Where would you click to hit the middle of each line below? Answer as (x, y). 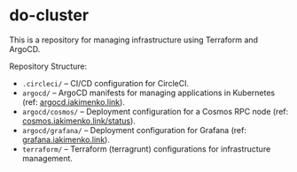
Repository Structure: (48, 66)
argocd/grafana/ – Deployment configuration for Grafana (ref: (134, 130)
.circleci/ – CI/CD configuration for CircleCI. (105, 83)
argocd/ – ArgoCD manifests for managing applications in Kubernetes (148, 93)
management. (47, 158)
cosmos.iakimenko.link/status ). (78, 121)
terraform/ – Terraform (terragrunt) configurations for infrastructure (146, 149)
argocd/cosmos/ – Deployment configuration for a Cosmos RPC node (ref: (155, 111)
